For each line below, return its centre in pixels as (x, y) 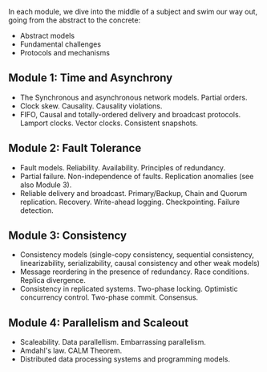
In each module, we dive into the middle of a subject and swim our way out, (133, 12)
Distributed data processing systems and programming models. (125, 359)
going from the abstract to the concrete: (75, 20)
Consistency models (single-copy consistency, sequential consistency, (137, 255)
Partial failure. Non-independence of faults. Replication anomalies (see (137, 176)
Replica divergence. (53, 280)
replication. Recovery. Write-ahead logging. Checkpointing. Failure (130, 202)
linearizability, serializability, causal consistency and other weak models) (140, 264)
